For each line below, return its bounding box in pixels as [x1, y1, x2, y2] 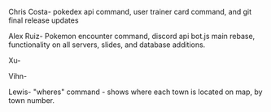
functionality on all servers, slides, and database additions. [8, 40, 206, 50]
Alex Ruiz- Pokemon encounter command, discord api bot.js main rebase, [8, 32, 256, 41]
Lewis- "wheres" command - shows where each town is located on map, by [8, 87, 263, 97]
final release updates [8, 15, 79, 25]
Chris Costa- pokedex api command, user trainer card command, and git [8, 7, 252, 16]
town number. [8, 96, 55, 105]
